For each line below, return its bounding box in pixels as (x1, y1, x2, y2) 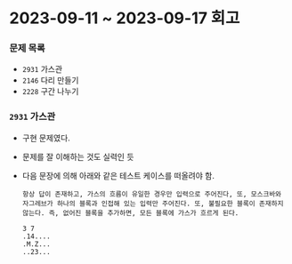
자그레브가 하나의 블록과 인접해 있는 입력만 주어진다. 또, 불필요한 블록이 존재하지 (21, 199, 284, 208)
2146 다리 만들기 (21, 75, 79, 85)
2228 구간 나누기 (21, 86, 79, 97)
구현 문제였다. (21, 132, 71, 143)
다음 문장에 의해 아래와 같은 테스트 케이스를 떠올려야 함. (21, 170, 215, 180)
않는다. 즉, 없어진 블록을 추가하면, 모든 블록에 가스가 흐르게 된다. (21, 208, 239, 218)
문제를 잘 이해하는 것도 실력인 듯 (21, 151, 134, 162)
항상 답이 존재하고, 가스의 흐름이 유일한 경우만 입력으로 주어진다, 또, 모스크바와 (21, 189, 282, 198)
